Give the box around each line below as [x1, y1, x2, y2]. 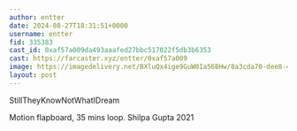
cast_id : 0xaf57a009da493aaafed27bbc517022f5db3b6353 [9, 46, 212, 55]
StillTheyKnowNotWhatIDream [9, 95, 120, 105]
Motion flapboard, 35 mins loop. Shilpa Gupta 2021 [9, 112, 194, 122]
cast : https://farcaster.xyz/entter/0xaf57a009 [9, 54, 188, 63]
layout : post [9, 71, 57, 80]
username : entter [9, 29, 73, 38]
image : [9, 63, 34, 72]
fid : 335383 [9, 37, 53, 47]
